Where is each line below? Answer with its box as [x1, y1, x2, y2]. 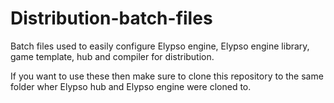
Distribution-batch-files [10, 7, 213, 30]
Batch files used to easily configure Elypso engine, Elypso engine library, [10, 40, 310, 52]
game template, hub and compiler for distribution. [10, 50, 215, 62]
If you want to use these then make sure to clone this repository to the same [10, 70, 324, 82]
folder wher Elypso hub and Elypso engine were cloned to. [10, 80, 252, 92]
